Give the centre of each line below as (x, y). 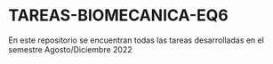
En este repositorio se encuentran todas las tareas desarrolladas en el (136, 40)
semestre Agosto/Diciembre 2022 (70, 49)
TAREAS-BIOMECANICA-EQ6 (118, 16)
